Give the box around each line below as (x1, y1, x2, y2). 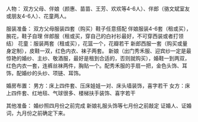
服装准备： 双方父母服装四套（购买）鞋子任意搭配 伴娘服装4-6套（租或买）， (6, 25, 192, 32)
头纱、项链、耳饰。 (37, 70, 84, 76)
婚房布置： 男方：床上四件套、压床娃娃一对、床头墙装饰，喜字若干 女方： (6, 82, 185, 89)
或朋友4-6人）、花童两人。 (6, 12, 70, 20)
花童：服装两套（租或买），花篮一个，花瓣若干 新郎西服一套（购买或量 (17, 40, 188, 47)
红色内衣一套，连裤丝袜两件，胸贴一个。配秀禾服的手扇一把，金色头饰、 (6, 62, 182, 69)
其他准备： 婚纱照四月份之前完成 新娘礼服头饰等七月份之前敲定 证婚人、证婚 (6, 102, 192, 109)
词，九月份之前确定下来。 (6, 110, 69, 117)
